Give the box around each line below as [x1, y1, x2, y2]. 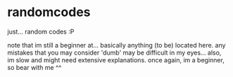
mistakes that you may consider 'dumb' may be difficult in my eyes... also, [7, 48, 222, 57]
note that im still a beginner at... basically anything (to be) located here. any [7, 41, 226, 49]
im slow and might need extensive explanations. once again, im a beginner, [7, 55, 225, 64]
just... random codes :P [7, 27, 75, 36]
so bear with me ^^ [7, 63, 62, 71]
